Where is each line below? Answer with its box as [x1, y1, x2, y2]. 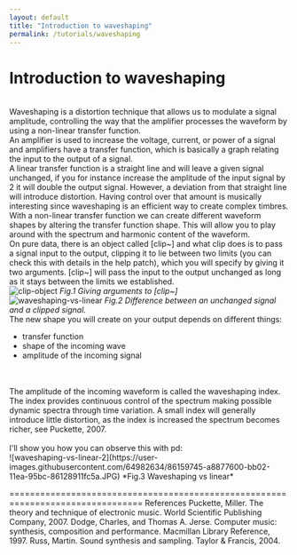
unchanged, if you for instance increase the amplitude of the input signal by [9, 172, 286, 183]
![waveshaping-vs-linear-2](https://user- [9, 452, 158, 463]
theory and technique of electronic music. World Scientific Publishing [9, 507, 262, 518]
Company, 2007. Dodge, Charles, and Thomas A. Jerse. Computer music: [9, 517, 277, 527]
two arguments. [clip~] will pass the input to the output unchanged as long [9, 267, 282, 278]
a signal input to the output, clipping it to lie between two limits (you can [9, 248, 272, 258]
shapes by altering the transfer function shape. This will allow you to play [9, 219, 277, 231]
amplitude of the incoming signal [21, 350, 142, 361]
